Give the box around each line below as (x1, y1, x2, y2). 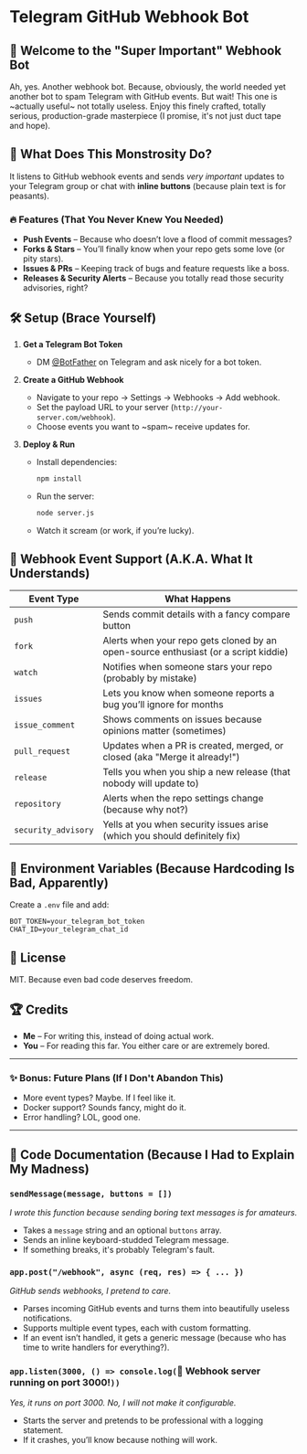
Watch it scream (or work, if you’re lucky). (36, 525, 195, 536)
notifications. (22, 1313, 73, 1324)
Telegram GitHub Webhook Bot (9, 6, 249, 27)
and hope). (9, 121, 51, 131)
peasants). (9, 190, 50, 201)
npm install (36, 473, 82, 483)
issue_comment (14, 720, 76, 730)
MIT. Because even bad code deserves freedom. (9, 974, 194, 985)
